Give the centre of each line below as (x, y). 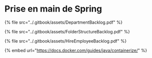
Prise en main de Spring (53, 9)
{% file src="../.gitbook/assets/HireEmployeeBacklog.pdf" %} (66, 41)
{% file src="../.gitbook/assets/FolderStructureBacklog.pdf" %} (67, 31)
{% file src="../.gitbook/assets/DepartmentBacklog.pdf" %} (64, 22)
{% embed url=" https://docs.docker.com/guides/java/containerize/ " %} (76, 50)
